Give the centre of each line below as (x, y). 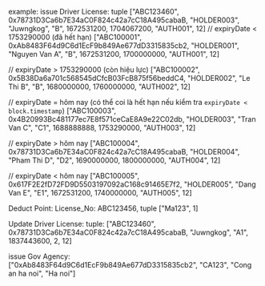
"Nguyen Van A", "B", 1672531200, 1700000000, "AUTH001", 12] (114, 54)
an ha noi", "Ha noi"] (42, 273)
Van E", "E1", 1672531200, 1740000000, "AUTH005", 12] (100, 193)
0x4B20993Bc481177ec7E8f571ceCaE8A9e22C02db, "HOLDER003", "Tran (132, 119)
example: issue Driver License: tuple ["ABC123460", (94, 12)
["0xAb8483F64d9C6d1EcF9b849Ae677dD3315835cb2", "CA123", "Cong (130, 265)
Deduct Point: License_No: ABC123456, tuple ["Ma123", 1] (103, 208)
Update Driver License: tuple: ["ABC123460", (82, 224)
